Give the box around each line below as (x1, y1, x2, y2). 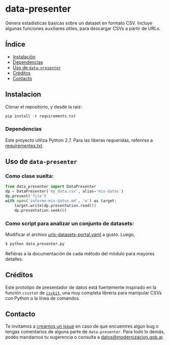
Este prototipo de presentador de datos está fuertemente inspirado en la (5, 284, 156, 290)
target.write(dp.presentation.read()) (14, 203, 96, 208)
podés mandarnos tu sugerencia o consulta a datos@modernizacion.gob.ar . (5, 334, 164, 340)
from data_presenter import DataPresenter (5, 184, 96, 189)
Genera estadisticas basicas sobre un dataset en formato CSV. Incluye (5, 20, 153, 26)
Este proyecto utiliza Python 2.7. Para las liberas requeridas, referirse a (5, 137, 153, 143)
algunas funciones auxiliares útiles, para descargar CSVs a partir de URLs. (5, 25, 161, 31)
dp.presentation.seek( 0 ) (14, 207, 67, 213)
